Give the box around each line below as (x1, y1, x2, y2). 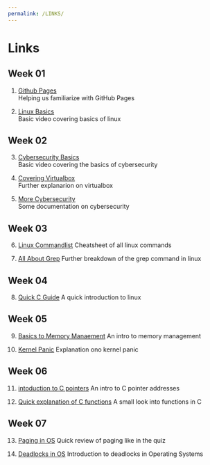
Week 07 (8, 418, 47, 429)
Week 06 (8, 365, 48, 377)
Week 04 (8, 274, 48, 286)
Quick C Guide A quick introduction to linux (17, 293, 141, 301)
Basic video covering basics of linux (17, 114, 121, 123)
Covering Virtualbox (17, 174, 76, 182)
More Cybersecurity (17, 195, 76, 203)
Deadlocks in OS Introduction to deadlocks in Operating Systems (17, 450, 204, 458)
